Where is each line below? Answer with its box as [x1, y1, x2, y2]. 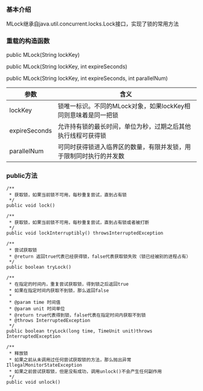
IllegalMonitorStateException [6, 362, 83, 368]
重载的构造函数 [6, 37, 50, 45]
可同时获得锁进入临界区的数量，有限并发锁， [57, 142, 185, 151]
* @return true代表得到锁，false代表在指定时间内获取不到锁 [8, 312, 146, 318]
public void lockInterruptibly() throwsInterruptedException [6, 230, 164, 236]
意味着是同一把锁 [69, 111, 119, 119]
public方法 [6, 171, 38, 180]
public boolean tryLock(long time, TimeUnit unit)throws [6, 328, 153, 334]
